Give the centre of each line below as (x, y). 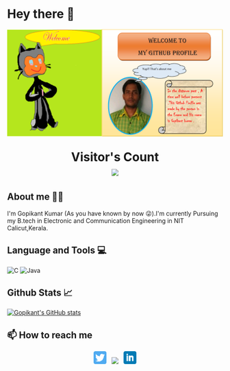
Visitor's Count (115, 157)
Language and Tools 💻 (57, 251)
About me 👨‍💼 (35, 197)
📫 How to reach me (50, 335)
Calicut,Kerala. (28, 228)
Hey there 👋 (41, 14)
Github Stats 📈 (40, 292)
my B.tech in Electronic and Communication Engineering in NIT (96, 220)
